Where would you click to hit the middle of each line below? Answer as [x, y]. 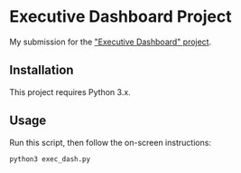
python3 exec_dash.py [50, 159]
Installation [42, 70]
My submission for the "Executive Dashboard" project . [111, 42]
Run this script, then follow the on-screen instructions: [111, 142]
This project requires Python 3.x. [70, 91]
